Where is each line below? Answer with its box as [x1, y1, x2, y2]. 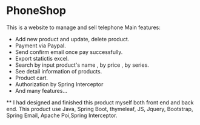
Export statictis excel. [15, 55, 69, 62]
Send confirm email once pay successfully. [15, 48, 123, 55]
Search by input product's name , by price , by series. [15, 61, 150, 69]
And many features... [15, 87, 68, 94]
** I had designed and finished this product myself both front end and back [6, 98, 194, 106]
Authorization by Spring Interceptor [15, 80, 104, 88]
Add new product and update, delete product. [15, 35, 130, 42]
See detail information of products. [15, 67, 102, 75]
